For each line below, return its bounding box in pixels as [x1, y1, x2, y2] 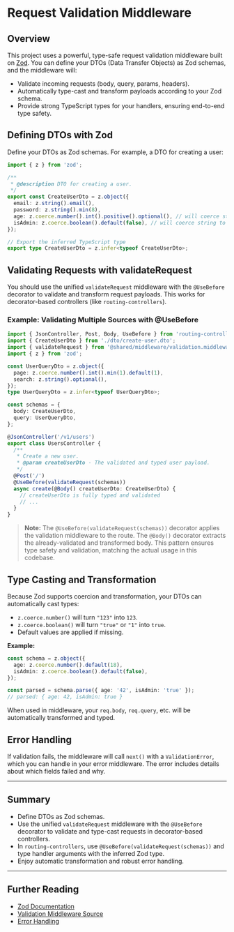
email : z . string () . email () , [13, 200, 95, 207]
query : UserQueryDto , [13, 414, 77, 421]
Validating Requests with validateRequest [7, 264, 193, 276]
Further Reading [7, 884, 79, 896]
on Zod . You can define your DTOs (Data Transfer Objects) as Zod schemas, [7, 59, 226, 67]
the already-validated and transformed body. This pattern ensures [24, 539, 214, 547]
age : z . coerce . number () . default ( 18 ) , [13, 661, 123, 668]
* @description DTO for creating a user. [10, 180, 132, 188]
